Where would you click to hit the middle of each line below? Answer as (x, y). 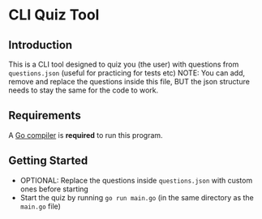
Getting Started (48, 161)
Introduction (41, 45)
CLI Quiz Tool (54, 15)
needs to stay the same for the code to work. (84, 90)
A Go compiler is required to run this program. (86, 135)
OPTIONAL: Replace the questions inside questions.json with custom (136, 180)
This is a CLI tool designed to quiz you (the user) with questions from (124, 64)
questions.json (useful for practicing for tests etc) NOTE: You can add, (127, 73)
